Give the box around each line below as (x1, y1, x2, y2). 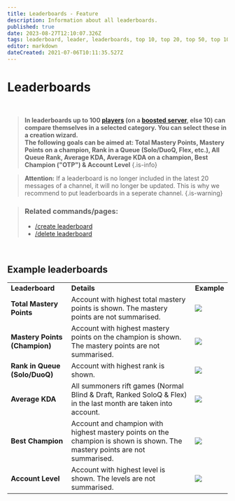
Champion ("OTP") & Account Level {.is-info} (24, 160, 157, 168)
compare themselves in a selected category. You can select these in (24, 123, 227, 131)
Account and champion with (71, 419, 164, 428)
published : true (7, 23, 55, 30)
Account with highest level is (71, 465, 166, 474)
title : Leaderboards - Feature (7, 10, 99, 17)
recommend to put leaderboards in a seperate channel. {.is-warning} (24, 189, 223, 197)
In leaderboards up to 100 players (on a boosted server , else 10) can (24, 116, 226, 124)
